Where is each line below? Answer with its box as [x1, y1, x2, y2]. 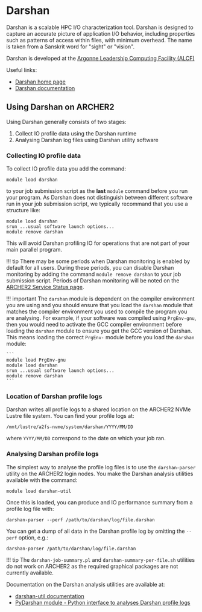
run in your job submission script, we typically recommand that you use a [6, 200, 188, 207]
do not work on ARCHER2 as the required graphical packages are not [6, 562, 178, 570]
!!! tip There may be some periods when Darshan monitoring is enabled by [6, 258, 191, 265]
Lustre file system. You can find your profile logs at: [6, 412, 134, 420]
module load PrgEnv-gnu [6, 357, 66, 363]
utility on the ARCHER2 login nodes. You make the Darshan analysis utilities [6, 470, 194, 477]
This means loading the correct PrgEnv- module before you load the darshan [6, 334, 195, 341]
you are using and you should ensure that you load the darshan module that [6, 302, 193, 309]
